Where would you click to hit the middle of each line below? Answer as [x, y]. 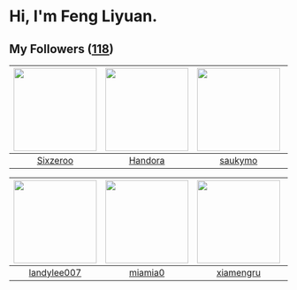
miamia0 [147, 273]
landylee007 [55, 273]
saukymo [239, 160]
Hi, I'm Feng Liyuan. [83, 16]
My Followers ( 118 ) [61, 49]
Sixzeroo [55, 160]
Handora [147, 160]
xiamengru [238, 273]
